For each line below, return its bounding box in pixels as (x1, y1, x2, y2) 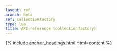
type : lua (5, 21, 26, 27)
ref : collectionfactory (5, 17, 56, 22)
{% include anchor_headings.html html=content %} (5, 40, 112, 46)
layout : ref (5, 7, 30, 13)
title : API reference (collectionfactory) (5, 26, 96, 31)
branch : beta (5, 12, 33, 17)
